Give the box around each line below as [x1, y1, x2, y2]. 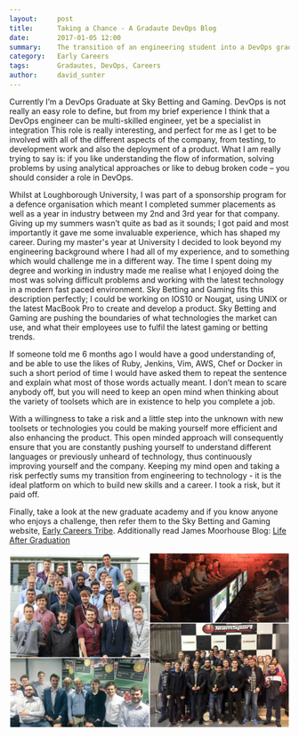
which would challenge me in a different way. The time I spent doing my [9, 255, 273, 266]
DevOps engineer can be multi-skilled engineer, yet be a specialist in [9, 115, 261, 126]
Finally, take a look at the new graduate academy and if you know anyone [9, 506, 279, 517]
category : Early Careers [9, 52, 109, 61]
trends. [9, 331, 36, 342]
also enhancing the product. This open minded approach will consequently [9, 432, 284, 443]
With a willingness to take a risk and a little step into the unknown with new [9, 413, 284, 423]
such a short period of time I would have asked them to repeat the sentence [9, 367, 287, 378]
